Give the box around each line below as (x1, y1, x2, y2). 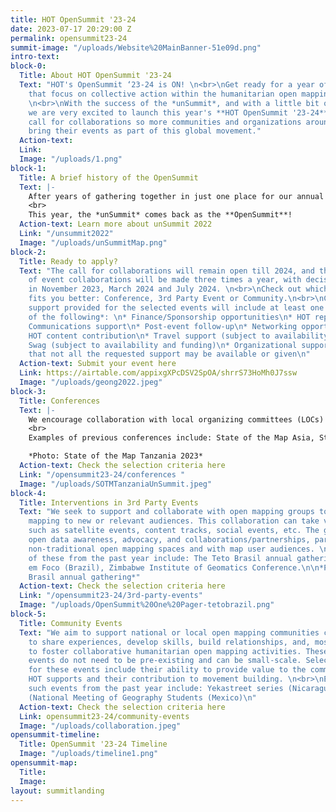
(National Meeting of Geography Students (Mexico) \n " (28, 692, 257, 703)
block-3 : (10, 386, 47, 396)
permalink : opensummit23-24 (10, 33, 128, 43)
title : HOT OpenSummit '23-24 (10, 14, 137, 25)
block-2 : (10, 247, 47, 257)
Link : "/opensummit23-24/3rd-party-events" (19, 591, 203, 601)
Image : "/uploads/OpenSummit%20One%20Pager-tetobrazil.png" (19, 600, 275, 610)
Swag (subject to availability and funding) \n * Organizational (28, 340, 298, 350)
